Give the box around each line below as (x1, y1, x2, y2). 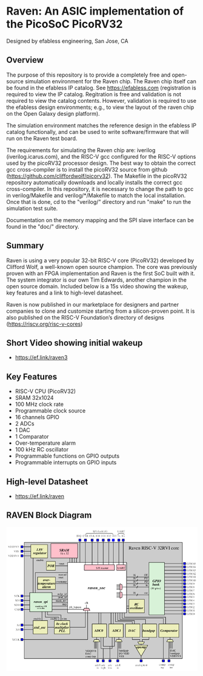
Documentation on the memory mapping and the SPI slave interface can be (6, 216, 194, 223)
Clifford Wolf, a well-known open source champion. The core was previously (6, 263, 198, 270)
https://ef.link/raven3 (15, 354, 68, 361)
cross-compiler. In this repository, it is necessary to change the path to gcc (6, 185, 194, 192)
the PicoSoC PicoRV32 (6, 17, 123, 31)
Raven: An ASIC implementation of (6, 4, 184, 18)
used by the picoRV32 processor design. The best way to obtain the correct (6, 159, 196, 167)
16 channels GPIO (15, 414, 59, 421)
